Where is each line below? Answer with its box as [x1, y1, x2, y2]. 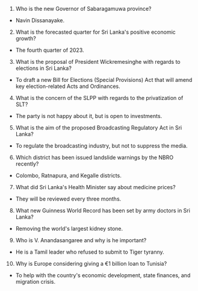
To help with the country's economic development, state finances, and [15, 272, 191, 279]
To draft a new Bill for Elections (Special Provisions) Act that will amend [15, 77, 193, 83]
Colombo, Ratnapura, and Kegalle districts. [15, 172, 122, 179]
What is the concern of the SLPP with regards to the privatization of [15, 95, 184, 101]
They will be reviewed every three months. [15, 195, 122, 202]
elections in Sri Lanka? [15, 64, 72, 72]
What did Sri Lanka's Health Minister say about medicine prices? [15, 184, 176, 190]
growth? [15, 35, 37, 42]
